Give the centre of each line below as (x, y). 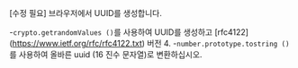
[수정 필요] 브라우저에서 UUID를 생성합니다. (86, 13)
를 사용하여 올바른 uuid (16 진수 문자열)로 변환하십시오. (106, 55)
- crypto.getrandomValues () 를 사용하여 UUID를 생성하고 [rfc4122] (129, 32)
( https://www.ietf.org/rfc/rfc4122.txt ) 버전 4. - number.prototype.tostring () (149, 43)
